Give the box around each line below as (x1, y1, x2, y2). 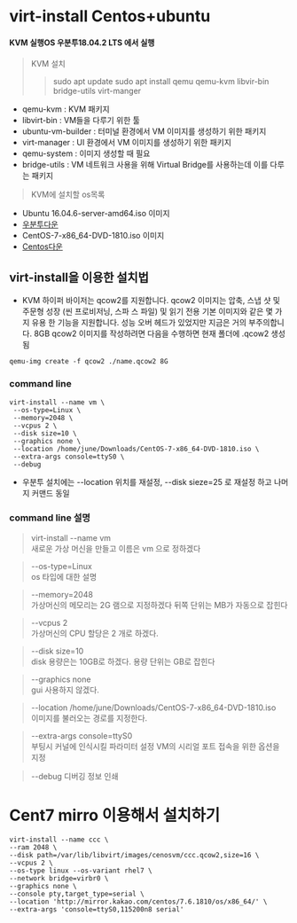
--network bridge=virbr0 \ (9, 873, 109, 883)
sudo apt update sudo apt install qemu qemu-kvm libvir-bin (52, 76, 270, 87)
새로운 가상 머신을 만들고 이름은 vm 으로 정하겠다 (30, 543, 201, 553)
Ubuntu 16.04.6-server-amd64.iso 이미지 (21, 208, 170, 219)
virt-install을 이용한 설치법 (9, 270, 149, 285)
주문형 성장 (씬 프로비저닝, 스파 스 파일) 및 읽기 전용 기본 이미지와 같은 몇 (21, 306, 273, 317)
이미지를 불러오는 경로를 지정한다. (30, 712, 148, 724)
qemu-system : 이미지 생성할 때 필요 (21, 148, 151, 159)
